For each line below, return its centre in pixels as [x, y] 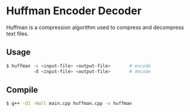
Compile [22, 90]
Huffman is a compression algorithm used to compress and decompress [95, 27]
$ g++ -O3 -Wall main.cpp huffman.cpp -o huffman [69, 104]
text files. [18, 33]
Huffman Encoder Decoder [74, 11]
